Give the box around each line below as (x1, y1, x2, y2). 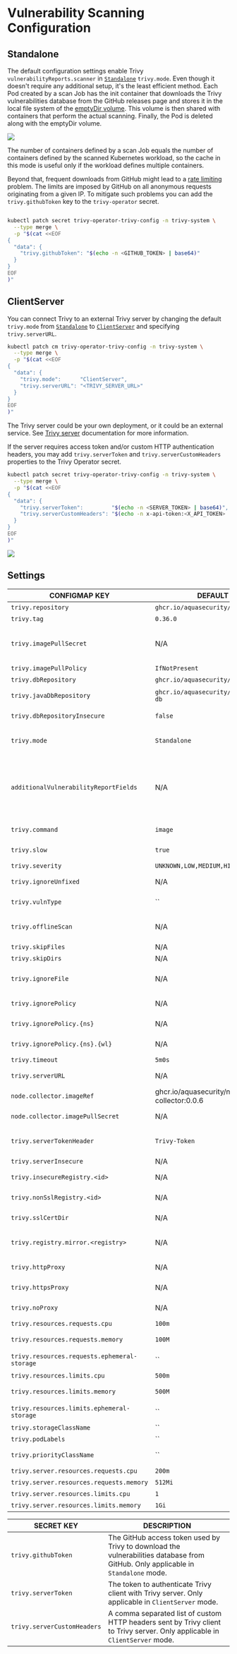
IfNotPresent (154, 664, 199, 672)
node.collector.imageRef (11, 1092, 95, 1100)
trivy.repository (11, 603, 69, 611)
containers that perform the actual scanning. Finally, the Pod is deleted (7, 111, 213, 120)
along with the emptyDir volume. (7, 119, 102, 128)
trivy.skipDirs (11, 954, 62, 962)
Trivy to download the (108, 1541, 181, 1551)
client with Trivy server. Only (108, 1588, 203, 1598)
